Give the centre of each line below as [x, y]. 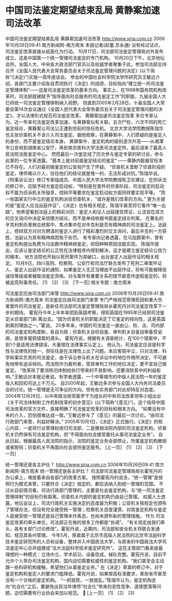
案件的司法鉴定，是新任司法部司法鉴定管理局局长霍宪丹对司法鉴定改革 [83, 306]
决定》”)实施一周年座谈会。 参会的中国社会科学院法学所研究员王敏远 [85, 77]
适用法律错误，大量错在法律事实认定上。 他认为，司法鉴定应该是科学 [93, 344]
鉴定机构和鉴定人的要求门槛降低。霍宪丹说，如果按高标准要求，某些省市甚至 [86, 573]
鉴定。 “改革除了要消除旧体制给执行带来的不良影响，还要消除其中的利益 [81, 370]
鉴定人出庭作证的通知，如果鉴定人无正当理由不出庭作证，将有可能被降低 [90, 269]
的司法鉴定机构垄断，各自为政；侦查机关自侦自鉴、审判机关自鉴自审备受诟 [84, 332]
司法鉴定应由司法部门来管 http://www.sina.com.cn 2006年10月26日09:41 [82, 293]
